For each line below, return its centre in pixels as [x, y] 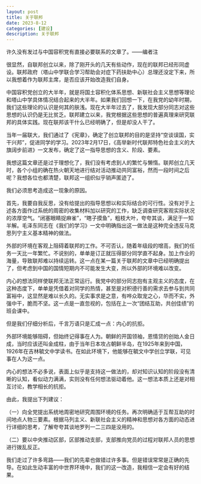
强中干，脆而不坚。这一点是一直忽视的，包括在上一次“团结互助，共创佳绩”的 [100, 304]
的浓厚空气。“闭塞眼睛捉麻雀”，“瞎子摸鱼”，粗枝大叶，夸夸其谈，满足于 [95, 218]
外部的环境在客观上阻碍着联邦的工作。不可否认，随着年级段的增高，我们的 [98, 246]
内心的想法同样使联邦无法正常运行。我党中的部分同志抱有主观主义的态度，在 [100, 281]
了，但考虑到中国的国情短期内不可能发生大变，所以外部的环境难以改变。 [95, 268]
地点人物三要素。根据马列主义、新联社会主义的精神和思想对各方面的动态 [100, 419]
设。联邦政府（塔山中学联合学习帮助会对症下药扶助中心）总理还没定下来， [98, 72]
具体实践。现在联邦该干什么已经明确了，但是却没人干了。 [87, 122]
